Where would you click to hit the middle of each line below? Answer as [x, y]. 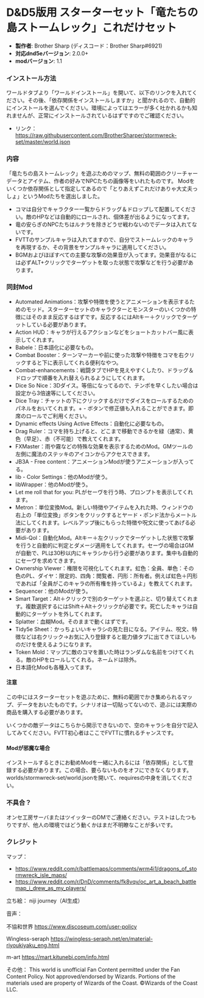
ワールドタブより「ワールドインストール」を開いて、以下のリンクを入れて [99, 93]
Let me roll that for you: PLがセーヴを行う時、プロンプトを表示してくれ [104, 492]
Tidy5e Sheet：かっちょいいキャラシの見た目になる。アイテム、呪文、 [104, 629]
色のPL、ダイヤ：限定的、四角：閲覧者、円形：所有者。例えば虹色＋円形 [106, 576]
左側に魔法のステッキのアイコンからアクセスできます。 [84, 454]
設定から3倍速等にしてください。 [57, 393]
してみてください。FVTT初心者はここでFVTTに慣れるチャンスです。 [92, 733]
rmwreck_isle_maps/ [41, 875]
